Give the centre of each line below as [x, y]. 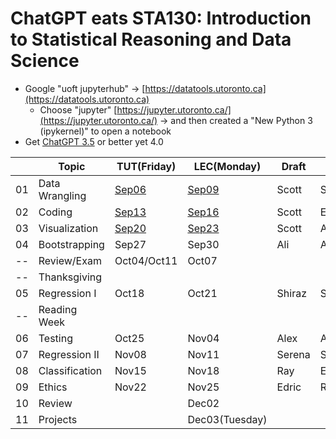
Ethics [53, 387]
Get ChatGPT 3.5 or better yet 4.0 [94, 141]
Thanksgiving [70, 277]
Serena [293, 354]
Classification [70, 370]
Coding [55, 212]
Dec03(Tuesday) [227, 419]
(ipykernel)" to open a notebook [105, 131]
